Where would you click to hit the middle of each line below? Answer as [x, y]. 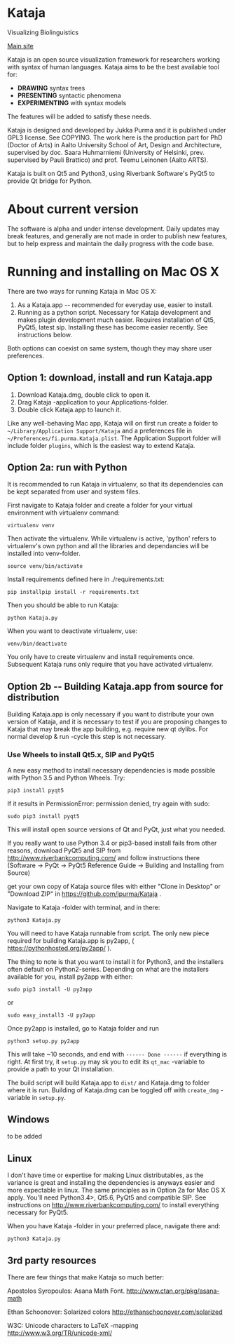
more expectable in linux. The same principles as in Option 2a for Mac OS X [116, 1190]
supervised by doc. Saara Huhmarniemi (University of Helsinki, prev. [106, 152]
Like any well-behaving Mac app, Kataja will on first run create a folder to [113, 423]
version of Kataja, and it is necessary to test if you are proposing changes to [117, 722]
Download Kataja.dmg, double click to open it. [84, 395]
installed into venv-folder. [44, 554]
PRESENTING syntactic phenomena [69, 95]
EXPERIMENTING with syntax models [72, 102]
